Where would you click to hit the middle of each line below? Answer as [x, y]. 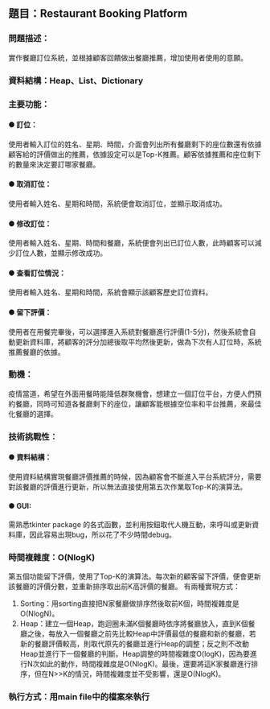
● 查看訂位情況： [37, 273]
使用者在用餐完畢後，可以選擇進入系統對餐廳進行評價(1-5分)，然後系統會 [129, 332]
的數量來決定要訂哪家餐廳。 [54, 164]
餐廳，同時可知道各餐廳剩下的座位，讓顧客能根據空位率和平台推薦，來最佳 [138, 403]
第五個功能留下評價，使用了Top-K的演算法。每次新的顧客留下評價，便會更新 [135, 576]
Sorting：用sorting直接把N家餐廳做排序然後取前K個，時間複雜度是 [129, 604]
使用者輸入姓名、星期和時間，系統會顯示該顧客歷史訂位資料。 [110, 292]
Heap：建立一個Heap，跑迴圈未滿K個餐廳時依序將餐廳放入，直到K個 [134, 624]
